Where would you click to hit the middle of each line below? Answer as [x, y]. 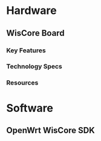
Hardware [31, 11]
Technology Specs [34, 66]
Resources [22, 83]
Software [30, 108]
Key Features [26, 50]
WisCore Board [35, 33]
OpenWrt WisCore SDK [50, 130]
